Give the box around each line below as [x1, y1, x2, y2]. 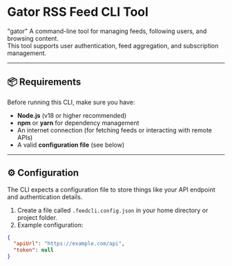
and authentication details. [7, 192, 83, 201]
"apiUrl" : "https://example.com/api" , [13, 241, 126, 247]
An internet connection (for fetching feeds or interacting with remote [17, 125, 213, 134]
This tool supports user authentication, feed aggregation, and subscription [7, 41, 219, 50]
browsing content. [7, 34, 59, 42]
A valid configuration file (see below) [17, 141, 125, 149]
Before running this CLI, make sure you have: [7, 98, 135, 106]
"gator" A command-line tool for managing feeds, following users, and [7, 27, 207, 35]
